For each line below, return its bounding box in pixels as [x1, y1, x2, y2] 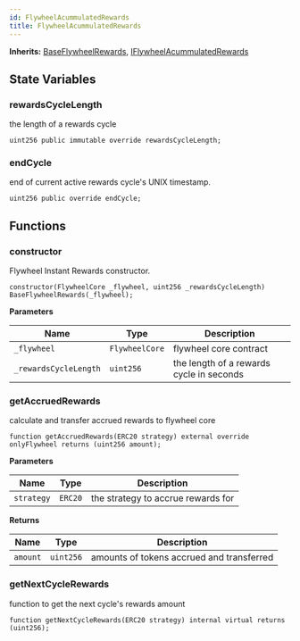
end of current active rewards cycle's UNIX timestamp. [9, 177, 212, 187]
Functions [9, 218, 67, 233]
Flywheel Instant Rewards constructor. [9, 265, 151, 277]
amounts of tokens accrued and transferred [90, 551, 274, 563]
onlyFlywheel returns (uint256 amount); [9, 440, 162, 449]
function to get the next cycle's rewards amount [9, 598, 186, 609]
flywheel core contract [172, 343, 268, 355]
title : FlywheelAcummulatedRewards [9, 21, 142, 30]
